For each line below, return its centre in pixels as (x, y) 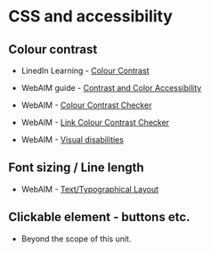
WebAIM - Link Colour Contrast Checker (95, 122)
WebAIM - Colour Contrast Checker (86, 105)
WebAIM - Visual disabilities (72, 139)
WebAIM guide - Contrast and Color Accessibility (111, 88)
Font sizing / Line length (76, 168)
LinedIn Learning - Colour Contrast (85, 70)
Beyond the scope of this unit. (76, 239)
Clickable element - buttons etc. (99, 217)
